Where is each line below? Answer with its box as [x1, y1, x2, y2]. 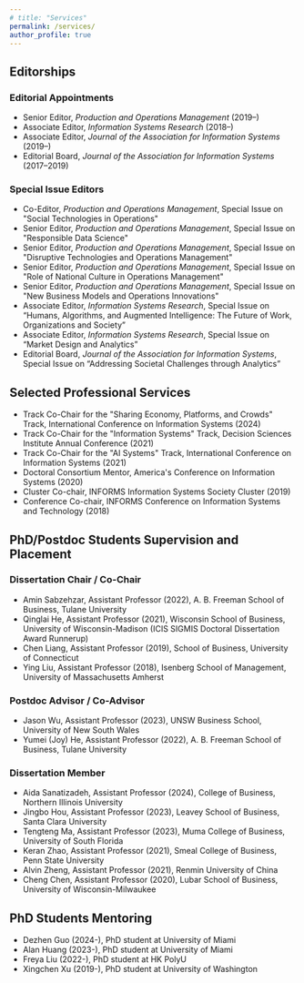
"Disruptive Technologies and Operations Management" [22, 252, 233, 263]
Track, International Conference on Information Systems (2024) [22, 419, 261, 430]
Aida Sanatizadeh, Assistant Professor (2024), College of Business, [22, 787, 276, 798]
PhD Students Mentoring [9, 910, 153, 926]
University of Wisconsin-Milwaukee [22, 884, 157, 895]
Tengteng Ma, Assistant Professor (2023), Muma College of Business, [22, 826, 285, 837]
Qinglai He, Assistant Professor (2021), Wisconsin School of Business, [22, 613, 286, 624]
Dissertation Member [9, 766, 106, 779]
